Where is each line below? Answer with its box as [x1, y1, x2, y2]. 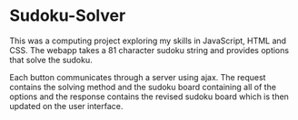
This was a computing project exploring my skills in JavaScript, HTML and [9, 35, 287, 46]
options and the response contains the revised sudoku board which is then [9, 91, 289, 102]
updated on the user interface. [9, 100, 124, 111]
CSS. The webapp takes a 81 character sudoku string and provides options [9, 44, 289, 55]
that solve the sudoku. [9, 54, 93, 65]
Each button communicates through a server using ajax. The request [9, 71, 266, 82]
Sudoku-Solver [9, 5, 126, 26]
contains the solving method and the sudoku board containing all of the [9, 81, 277, 92]
